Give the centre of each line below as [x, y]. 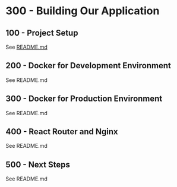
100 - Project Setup [42, 33]
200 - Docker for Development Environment [88, 66]
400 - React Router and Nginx [62, 132]
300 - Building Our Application [83, 11]
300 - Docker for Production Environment [84, 99]
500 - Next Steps [38, 164]
